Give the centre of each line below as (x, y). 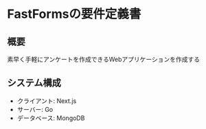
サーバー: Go (35, 109)
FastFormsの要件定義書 (74, 14)
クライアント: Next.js (47, 101)
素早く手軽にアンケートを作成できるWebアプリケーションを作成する (104, 59)
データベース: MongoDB (51, 118)
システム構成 (34, 83)
